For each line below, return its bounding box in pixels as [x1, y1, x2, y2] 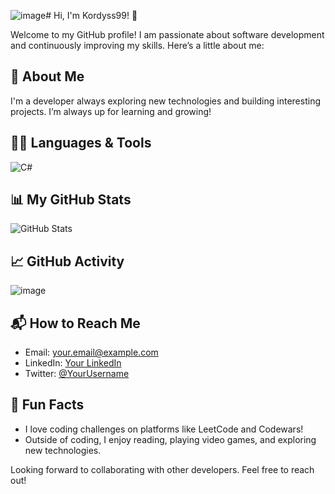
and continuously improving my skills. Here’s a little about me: [10, 40, 265, 51]
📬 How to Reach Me [10, 315, 141, 332]
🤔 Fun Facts [10, 396, 85, 414]
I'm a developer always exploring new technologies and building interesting [10, 95, 321, 107]
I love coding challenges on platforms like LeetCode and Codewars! [24, 423, 304, 435]
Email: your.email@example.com [24, 346, 159, 359]
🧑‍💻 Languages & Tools [10, 135, 152, 152]
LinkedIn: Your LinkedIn [24, 357, 122, 369]
